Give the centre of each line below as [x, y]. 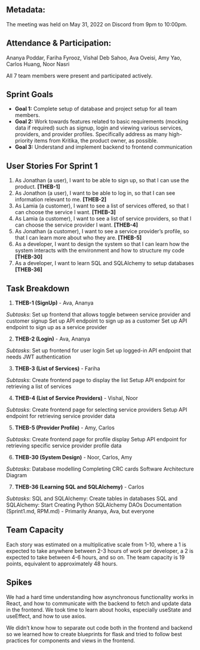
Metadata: [26, 10]
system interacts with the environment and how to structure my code [100, 251]
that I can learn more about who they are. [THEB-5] [78, 238]
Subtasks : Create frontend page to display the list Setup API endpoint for [96, 380]
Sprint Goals [30, 94]
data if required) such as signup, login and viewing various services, [99, 128]
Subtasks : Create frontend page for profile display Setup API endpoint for [96, 440]
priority [24, 141]
